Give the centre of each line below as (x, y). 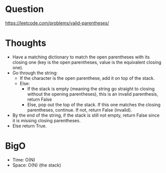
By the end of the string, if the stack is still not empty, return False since (86, 115)
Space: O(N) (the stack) (37, 165)
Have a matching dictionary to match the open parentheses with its (81, 57)
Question (24, 9)
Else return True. (29, 126)
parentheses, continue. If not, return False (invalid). (80, 110)
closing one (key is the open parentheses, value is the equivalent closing (87, 62)
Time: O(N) (24, 160)
